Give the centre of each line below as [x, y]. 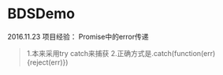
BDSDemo [41, 14]
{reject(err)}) [47, 62]
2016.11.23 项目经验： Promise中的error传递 [78, 36]
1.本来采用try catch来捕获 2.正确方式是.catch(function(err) [121, 53]
